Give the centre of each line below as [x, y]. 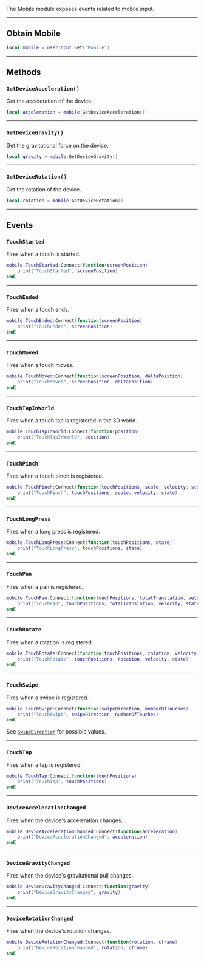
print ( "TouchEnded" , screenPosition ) [65, 327]
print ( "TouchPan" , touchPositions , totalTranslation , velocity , [100, 603]
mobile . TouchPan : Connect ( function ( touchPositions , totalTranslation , [96, 598]
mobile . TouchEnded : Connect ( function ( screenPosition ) [74, 321]
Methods [24, 72]
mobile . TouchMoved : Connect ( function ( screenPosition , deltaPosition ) [95, 376]
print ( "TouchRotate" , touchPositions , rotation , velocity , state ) [103, 659]
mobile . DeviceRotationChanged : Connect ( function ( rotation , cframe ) [92, 942]
